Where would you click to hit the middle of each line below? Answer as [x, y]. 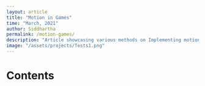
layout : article [27, 12]
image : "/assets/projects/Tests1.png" [56, 46]
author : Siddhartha [31, 29]
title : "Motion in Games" [39, 18]
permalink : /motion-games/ [41, 35]
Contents [31, 76]
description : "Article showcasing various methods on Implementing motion [103, 40]
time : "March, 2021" [33, 23]
